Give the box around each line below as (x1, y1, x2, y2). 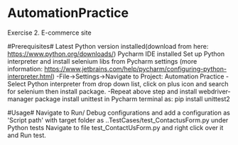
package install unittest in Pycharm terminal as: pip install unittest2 (35, 94, 231, 103)
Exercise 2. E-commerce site (7, 28, 92, 37)
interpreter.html (7, 72, 53, 81)
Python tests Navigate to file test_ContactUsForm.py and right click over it (7, 123, 224, 132)
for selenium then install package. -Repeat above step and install (7, 87, 198, 95)
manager (7, 94, 34, 103)
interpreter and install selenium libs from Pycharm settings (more (7, 57, 198, 65)
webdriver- (198, 87, 231, 95)
